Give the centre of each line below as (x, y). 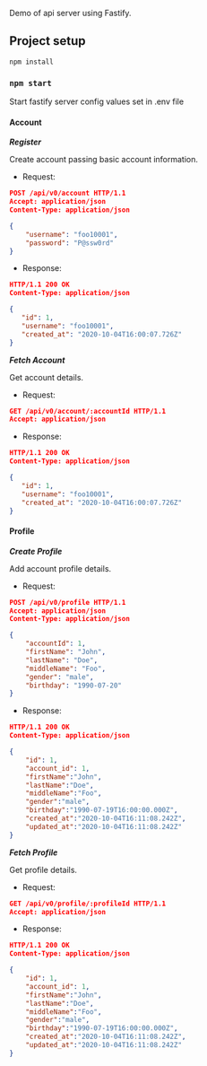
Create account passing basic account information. (104, 160)
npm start (30, 83)
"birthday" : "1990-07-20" (74, 686)
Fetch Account (37, 360)
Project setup (48, 41)
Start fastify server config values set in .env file (97, 101)
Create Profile (36, 551)
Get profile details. (43, 869)
